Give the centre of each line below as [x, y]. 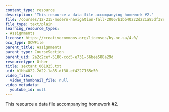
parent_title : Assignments [33, 47]
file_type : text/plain [29, 24]
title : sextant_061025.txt [33, 66]
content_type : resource [30, 10]
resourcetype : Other [27, 62]
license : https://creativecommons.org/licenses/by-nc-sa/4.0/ [72, 38]
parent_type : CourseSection [35, 52]
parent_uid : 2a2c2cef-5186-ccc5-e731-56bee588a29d [59, 57]
